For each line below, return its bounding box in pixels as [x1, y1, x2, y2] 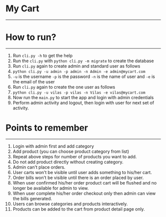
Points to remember [5, 122, 88, 134]
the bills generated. [12, 195, 52, 201]
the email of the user [12, 78, 55, 84]
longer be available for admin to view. [12, 185, 89, 191]
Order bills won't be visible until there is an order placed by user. [12, 175, 144, 181]
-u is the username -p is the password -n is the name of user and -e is [12, 73, 155, 79]
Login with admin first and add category [12, 143, 94, 149]
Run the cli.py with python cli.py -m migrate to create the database [12, 58, 154, 64]
